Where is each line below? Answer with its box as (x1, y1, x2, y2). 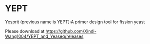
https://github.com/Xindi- (45, 28, 96, 34)
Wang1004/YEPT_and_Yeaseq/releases (5, 33, 84, 39)
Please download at (5, 28, 45, 34)
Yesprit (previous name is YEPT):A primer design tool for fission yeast (5, 19, 145, 25)
